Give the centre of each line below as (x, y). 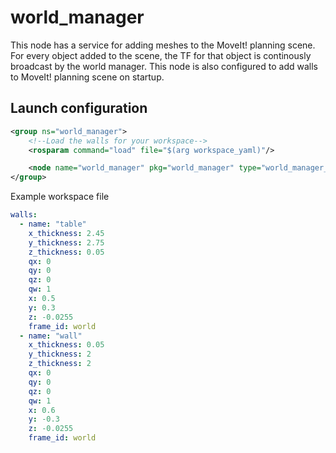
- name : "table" (53, 224)
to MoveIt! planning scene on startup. (87, 77)
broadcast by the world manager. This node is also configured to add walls (164, 66)
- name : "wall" (51, 336)
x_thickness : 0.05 (66, 345)
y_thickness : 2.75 (66, 242)
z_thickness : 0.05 (66, 252)
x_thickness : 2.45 (66, 233)
